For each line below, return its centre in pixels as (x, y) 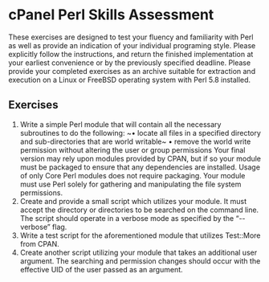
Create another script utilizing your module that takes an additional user (139, 252)
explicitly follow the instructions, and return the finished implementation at (131, 54)
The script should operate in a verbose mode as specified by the (127, 218)
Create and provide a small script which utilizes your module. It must (133, 201)
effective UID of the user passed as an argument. (101, 269)
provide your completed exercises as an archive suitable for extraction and (132, 71)
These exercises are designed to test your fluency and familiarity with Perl (131, 37)
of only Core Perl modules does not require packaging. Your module (132, 175)
